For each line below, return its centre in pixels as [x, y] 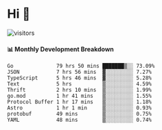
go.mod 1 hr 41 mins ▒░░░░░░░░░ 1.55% [80, 96]
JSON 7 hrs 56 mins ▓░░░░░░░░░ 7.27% [80, 72]
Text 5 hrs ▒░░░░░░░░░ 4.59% [80, 84]
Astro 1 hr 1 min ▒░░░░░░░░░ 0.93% [80, 108]
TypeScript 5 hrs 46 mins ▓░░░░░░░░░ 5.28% [80, 78]
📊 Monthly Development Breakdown [61, 49]
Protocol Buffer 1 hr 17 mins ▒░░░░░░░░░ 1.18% [80, 102]
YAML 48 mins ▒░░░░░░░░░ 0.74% [80, 120]
